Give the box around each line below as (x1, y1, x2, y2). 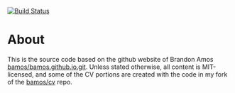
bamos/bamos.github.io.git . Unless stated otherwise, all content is (7, 62, 201, 71)
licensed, (7, 70, 34, 78)
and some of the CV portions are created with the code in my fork (35, 70, 228, 78)
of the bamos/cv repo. (7, 77, 72, 86)
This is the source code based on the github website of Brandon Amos (7, 55, 214, 63)
